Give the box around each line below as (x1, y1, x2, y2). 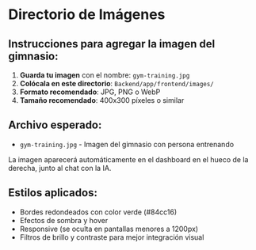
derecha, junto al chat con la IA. (8, 163, 112, 172)
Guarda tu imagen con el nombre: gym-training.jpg (19, 70, 190, 80)
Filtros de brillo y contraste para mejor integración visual (19, 232, 204, 242)
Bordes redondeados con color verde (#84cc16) (19, 207, 178, 217)
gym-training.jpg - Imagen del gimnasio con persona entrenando (19, 139, 235, 149)
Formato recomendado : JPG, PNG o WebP (19, 87, 161, 97)
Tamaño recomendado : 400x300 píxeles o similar (19, 96, 185, 104)
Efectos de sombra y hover (19, 215, 109, 225)
